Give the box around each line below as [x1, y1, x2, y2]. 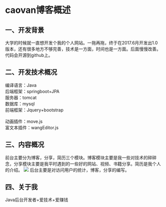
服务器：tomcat [5, 95, 37, 101]
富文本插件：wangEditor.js [5, 124, 59, 130]
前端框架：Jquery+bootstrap [5, 107, 64, 113]
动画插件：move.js [5, 118, 43, 124]
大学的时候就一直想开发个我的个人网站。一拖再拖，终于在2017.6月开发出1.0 [5, 40, 158, 46]
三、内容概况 [5, 141, 44, 149]
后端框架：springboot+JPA [5, 88, 60, 94]
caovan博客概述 [5, 4, 71, 16]
